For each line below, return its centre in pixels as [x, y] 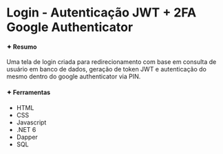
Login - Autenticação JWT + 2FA [102, 13]
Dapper [27, 137]
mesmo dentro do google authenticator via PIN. [74, 76]
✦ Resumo [22, 47]
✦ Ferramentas [29, 92]
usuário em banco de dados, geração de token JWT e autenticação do [107, 69]
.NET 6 [26, 129]
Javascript [31, 122]
